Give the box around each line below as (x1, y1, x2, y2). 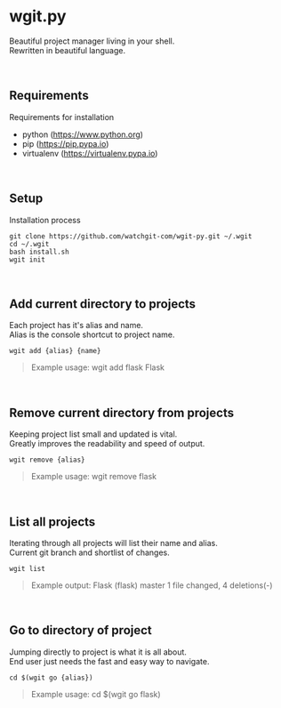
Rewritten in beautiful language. (9, 44, 126, 55)
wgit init (9, 255, 46, 264)
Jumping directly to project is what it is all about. (9, 647, 187, 657)
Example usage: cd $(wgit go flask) (30, 688, 162, 699)
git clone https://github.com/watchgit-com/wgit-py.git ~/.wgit (9, 231, 253, 241)
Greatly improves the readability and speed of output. (9, 438, 205, 449)
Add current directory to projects (9, 296, 197, 311)
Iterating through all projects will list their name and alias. (9, 538, 218, 548)
